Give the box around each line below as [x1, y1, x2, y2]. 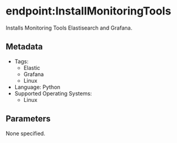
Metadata [5, 42, 43, 52]
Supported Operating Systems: [14, 89, 92, 97]
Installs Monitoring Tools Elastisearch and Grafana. [5, 24, 133, 31]
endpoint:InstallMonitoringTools [5, 4, 172, 18]
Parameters [5, 113, 51, 124]
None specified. [5, 130, 46, 137]
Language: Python [14, 83, 61, 91]
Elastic [23, 64, 41, 71]
